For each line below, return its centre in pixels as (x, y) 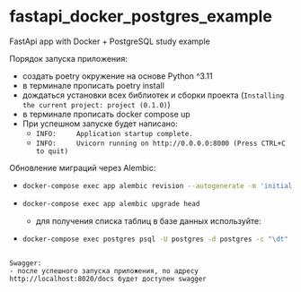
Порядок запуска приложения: (68, 58)
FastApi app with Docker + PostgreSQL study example (110, 41)
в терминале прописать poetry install (93, 85)
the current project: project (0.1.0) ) (96, 104)
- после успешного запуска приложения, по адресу (104, 271)
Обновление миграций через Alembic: (83, 167)
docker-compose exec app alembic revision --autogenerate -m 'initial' (159, 185)
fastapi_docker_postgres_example (141, 17)
